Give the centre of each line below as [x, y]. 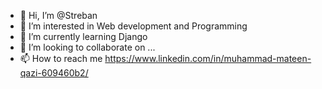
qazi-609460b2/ [54, 73]
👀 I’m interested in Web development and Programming [133, 26]
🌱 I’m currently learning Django [83, 36]
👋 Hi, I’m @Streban [58, 15]
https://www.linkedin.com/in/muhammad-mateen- [208, 58]
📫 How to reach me [61, 58]
